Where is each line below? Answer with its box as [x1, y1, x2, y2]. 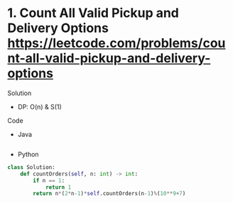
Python [17, 150, 39, 158]
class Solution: [7, 163, 55, 171]
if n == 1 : [33, 177, 65, 184]
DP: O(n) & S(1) [17, 102, 62, 111]
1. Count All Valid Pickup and [7, 5, 179, 21]
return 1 [45, 183, 72, 191]
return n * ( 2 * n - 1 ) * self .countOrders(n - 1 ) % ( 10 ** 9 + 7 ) [33, 190, 186, 197]
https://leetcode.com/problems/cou [7, 35, 226, 51]
